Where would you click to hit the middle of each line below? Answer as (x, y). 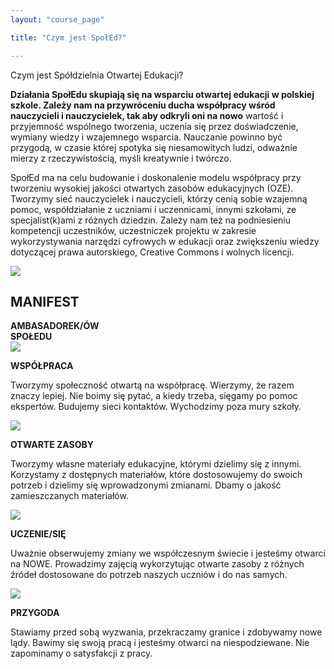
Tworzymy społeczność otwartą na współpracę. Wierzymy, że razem (152, 385)
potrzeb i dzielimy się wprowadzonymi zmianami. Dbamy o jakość (146, 485)
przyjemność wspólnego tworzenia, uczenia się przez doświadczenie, (154, 126)
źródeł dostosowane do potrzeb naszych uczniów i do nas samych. (149, 575)
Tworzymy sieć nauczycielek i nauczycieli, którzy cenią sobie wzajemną (159, 198)
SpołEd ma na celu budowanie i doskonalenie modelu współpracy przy (156, 177)
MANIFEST (45, 301)
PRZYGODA (35, 613)
